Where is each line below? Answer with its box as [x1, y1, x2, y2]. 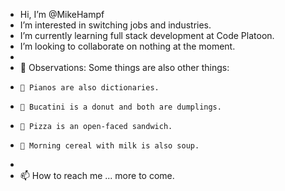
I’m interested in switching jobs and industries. [19, 19, 212, 31]
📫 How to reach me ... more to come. [19, 170, 175, 181]
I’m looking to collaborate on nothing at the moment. [19, 40, 236, 52]
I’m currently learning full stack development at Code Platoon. [19, 30, 275, 41]
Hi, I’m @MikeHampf [19, 9, 105, 20]
